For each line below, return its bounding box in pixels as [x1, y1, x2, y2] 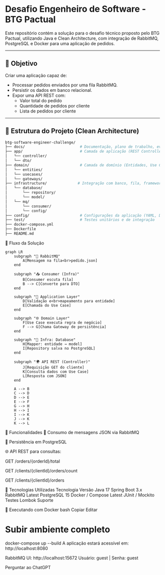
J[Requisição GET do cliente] [23, 365, 84, 370]
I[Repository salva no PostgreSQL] [23, 346, 96, 351]
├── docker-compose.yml [5, 222, 54, 227]
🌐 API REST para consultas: [5, 448, 61, 454]
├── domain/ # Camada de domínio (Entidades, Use [5, 163, 157, 167]
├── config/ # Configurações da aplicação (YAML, [5, 213, 157, 218]
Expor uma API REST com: [12, 92, 66, 98]
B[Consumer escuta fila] [23, 277, 74, 282]
